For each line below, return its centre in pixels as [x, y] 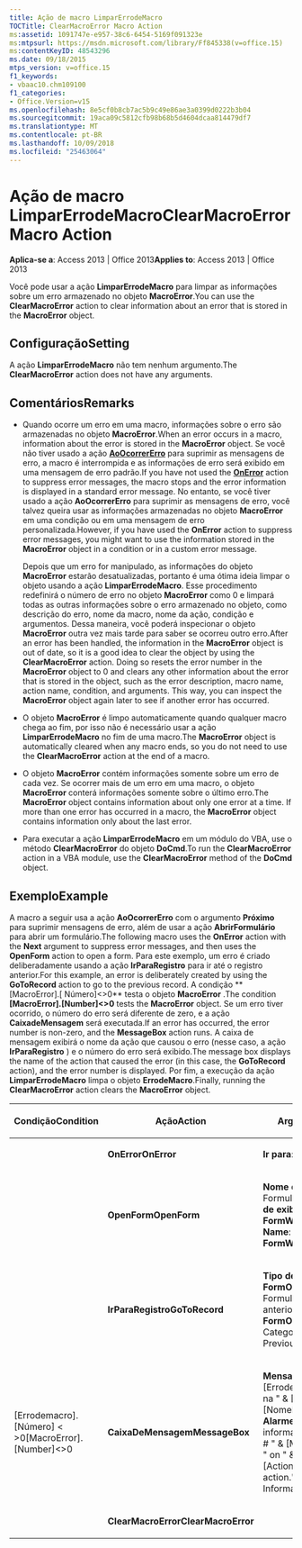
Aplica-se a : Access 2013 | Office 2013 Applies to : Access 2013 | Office [142, 259]
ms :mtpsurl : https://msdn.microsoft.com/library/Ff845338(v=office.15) [146, 43]
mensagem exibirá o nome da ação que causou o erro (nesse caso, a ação [147, 1042]
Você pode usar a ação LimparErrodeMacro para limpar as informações [143, 286]
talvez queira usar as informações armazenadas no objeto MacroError [152, 511]
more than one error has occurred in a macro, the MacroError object [149, 812]
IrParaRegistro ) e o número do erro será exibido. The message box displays [150, 1051]
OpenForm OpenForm [154, 1215]
